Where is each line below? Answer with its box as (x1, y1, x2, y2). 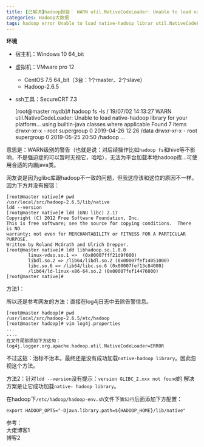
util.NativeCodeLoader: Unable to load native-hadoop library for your (15, 114, 188, 121)
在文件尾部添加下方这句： (6, 338, 61, 344)
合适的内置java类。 (11, 162, 59, 169)
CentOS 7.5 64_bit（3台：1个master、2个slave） (24, 77, 146, 84)
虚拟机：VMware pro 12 (15, 63, 75, 70)
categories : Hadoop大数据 (6, 15, 69, 21)
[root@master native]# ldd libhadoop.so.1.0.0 (6, 247, 126, 253)
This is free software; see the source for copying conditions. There (6, 220, 191, 227)
